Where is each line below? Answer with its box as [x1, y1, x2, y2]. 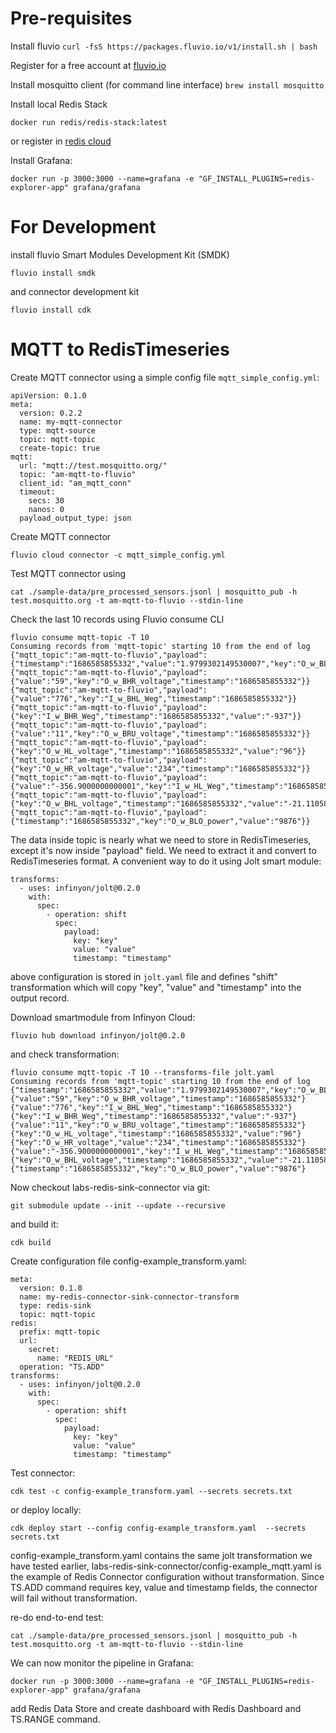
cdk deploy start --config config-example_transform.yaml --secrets [10, 1523, 307, 1533]
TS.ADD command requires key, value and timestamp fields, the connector [10, 1581, 318, 1593]
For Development [10, 216, 157, 239]
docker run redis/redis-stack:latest [10, 117, 168, 127]
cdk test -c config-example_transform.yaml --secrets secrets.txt [10, 1486, 293, 1496]
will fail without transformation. [10, 1592, 138, 1604]
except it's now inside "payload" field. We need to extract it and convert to [10, 844, 317, 856]
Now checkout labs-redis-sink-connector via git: [10, 1181, 211, 1193]
